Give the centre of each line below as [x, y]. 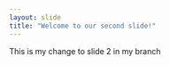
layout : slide [35, 17]
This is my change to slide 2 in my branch [85, 51]
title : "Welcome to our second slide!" [83, 26]
